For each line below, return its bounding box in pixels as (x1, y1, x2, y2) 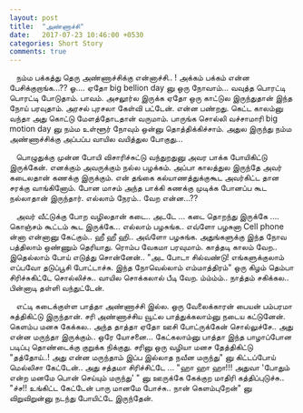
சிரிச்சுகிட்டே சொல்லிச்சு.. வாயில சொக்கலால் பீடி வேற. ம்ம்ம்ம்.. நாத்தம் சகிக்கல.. (9, 272, 289, 283)
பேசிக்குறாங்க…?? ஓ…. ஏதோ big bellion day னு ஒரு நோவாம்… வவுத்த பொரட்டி (9, 83, 286, 94)
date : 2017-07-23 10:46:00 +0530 (9, 30, 144, 39)
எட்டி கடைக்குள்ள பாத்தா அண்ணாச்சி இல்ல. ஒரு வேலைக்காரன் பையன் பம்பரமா (15, 301, 293, 312)
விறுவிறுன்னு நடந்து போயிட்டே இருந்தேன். (9, 393, 154, 404)
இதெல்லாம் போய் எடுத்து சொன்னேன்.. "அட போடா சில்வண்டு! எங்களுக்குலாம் (9, 252, 285, 263)
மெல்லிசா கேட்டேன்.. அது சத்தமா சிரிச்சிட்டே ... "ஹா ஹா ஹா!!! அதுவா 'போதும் (9, 362, 290, 373)
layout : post (9, 13, 59, 23)
